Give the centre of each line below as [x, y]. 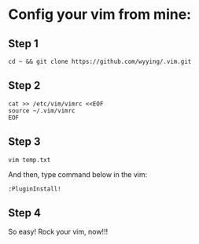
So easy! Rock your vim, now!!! [58, 232]
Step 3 [24, 142]
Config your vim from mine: [99, 15]
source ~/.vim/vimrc [42, 111]
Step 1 [24, 44]
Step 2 [24, 85]
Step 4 [25, 213]
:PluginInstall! [35, 189]
